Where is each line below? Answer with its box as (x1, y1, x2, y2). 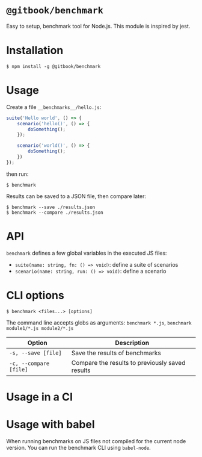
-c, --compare (9, 360, 50, 367)
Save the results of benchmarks (71, 349, 161, 357)
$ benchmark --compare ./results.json (6, 210, 103, 216)
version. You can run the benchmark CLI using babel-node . (6, 444, 151, 451)
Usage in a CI (6, 390, 73, 403)
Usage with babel (6, 418, 95, 432)
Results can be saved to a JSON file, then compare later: (6, 192, 146, 200)
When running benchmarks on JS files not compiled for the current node (6, 437, 186, 444)
